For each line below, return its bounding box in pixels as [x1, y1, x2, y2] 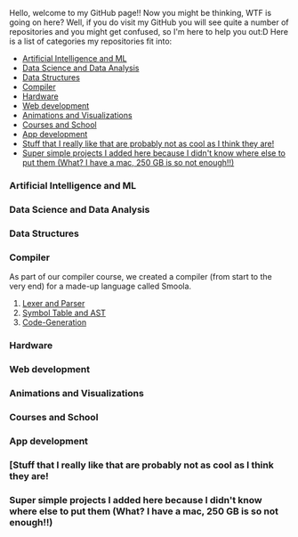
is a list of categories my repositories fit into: [9, 36, 173, 46]
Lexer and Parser [21, 298, 85, 309]
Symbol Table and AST [21, 307, 107, 319]
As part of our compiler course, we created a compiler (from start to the [9, 272, 273, 282]
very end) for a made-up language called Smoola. [9, 281, 192, 292]
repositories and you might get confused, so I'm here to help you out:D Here [9, 27, 289, 37]
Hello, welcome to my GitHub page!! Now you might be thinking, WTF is [9, 8, 272, 18]
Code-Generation [21, 317, 87, 328]
